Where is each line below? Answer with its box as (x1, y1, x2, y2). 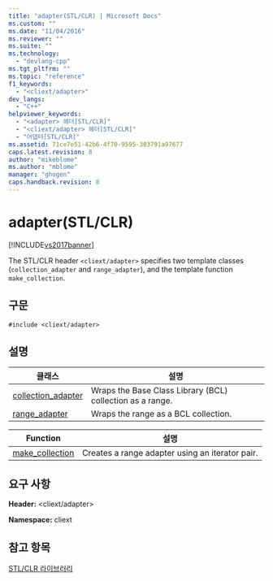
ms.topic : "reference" (8, 72, 85, 80)
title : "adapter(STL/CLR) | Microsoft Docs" (8, 11, 162, 20)
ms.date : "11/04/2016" (8, 27, 85, 35)
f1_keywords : (8, 80, 53, 88)
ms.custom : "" (8, 20, 57, 28)
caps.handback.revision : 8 (8, 178, 100, 187)
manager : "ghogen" (8, 171, 71, 179)
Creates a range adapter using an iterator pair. (82, 448, 258, 459)
